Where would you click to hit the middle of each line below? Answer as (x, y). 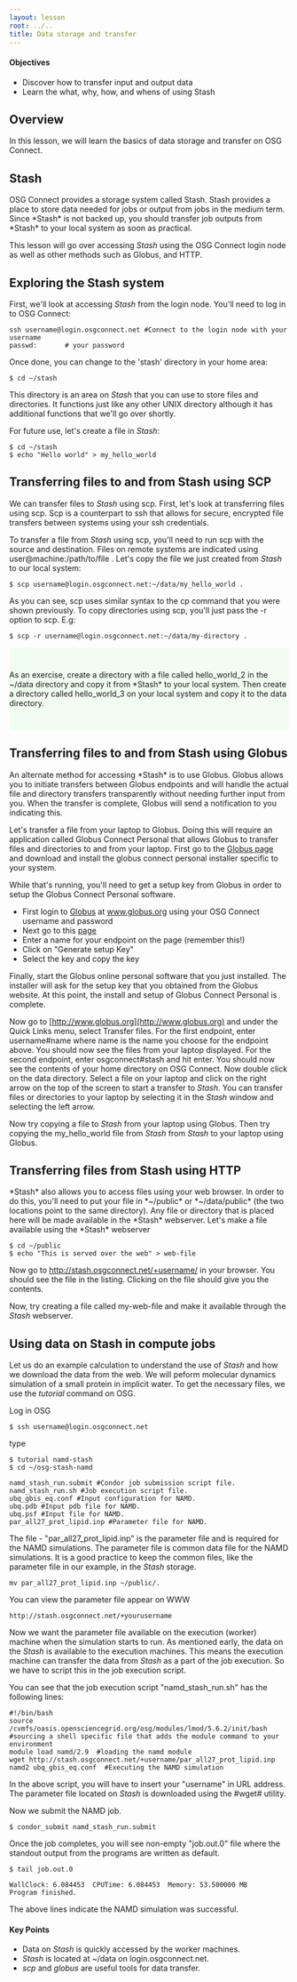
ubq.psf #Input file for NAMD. (67, 1514)
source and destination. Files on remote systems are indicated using (134, 549)
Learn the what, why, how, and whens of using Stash (118, 92)
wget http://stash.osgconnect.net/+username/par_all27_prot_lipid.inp (142, 1760)
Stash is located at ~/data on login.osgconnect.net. (116, 1959)
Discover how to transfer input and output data (107, 82)
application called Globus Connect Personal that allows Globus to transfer (144, 839)
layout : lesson (37, 17)
